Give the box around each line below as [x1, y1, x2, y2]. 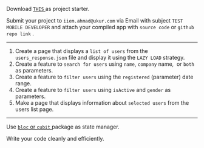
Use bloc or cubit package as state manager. [6, 123, 120, 130]
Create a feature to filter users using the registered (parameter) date [15, 73, 194, 80]
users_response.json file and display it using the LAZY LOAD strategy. [15, 54, 185, 61]
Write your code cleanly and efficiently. [6, 135, 104, 142]
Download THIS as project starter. [6, 5, 90, 12]
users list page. [15, 106, 54, 113]
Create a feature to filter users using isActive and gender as [15, 86, 171, 93]
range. [15, 80, 32, 87]
